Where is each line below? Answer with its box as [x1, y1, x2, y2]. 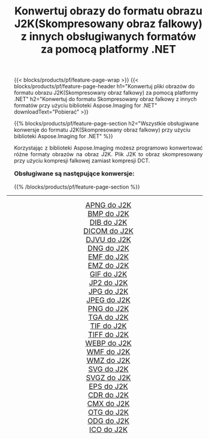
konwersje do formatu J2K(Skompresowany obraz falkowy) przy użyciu [14, 126, 191, 133]
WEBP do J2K [85, 338, 132, 348]
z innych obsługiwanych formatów [20, 30, 196, 43]
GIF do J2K [89, 269, 128, 279]
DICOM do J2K [83, 226, 134, 235]
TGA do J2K [88, 312, 129, 322]
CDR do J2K [87, 390, 129, 400]
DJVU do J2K [85, 235, 132, 244]
